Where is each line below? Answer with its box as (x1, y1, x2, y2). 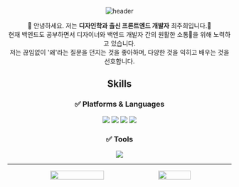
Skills (107, 78, 132, 90)
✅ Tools (105, 134, 134, 144)
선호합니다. (104, 57, 135, 65)
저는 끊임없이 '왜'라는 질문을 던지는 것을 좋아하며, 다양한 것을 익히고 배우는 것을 (9, 48, 230, 56)
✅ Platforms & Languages (74, 100, 165, 109)
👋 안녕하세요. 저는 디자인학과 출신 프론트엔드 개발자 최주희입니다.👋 (27, 21, 212, 30)
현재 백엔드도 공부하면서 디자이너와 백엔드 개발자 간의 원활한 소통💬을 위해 (8, 31, 212, 38)
